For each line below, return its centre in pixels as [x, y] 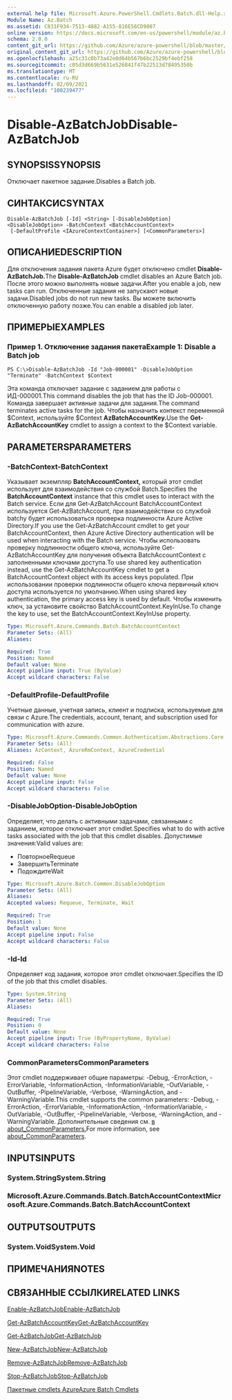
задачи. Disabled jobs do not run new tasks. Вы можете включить [102, 298]
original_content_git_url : [46, 52]
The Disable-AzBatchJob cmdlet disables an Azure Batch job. [134, 276]
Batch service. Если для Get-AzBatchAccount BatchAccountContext [105, 504]
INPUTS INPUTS [41, 1158]
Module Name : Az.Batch [40, 20]
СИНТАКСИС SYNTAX [56, 203]
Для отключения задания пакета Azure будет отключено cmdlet [101, 269]
